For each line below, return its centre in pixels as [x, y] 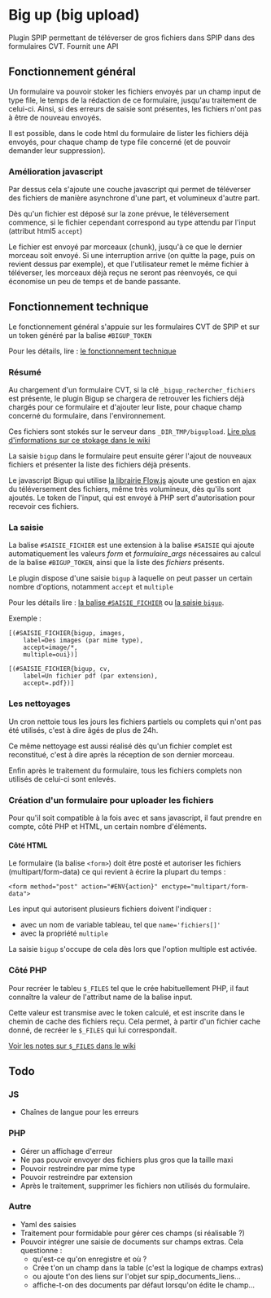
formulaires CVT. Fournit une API [63, 46]
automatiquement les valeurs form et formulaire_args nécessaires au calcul [135, 554]
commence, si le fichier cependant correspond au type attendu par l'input [132, 222]
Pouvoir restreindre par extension [76, 1177]
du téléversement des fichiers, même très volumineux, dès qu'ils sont [125, 489]
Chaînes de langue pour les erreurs [79, 1112]
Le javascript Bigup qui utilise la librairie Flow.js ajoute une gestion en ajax [132, 480]
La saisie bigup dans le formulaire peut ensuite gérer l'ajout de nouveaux [130, 456]
